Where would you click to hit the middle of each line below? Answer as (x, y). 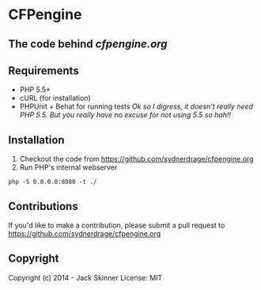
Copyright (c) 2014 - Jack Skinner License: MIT (85, 277)
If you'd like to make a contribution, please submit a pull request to (117, 225)
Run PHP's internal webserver (68, 167)
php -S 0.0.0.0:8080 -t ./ (53, 182)
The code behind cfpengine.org (88, 44)
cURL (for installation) (55, 98)
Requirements (43, 70)
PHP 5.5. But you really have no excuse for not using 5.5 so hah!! (125, 115)
